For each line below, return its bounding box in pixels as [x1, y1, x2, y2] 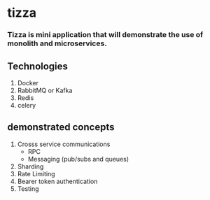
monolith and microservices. [7, 38, 107, 48]
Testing [17, 184, 40, 193]
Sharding [17, 162, 44, 171]
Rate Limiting [17, 169, 55, 178]
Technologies [7, 60, 69, 72]
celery [17, 101, 36, 109]
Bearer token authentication [17, 177, 98, 185]
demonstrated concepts [7, 121, 115, 134]
